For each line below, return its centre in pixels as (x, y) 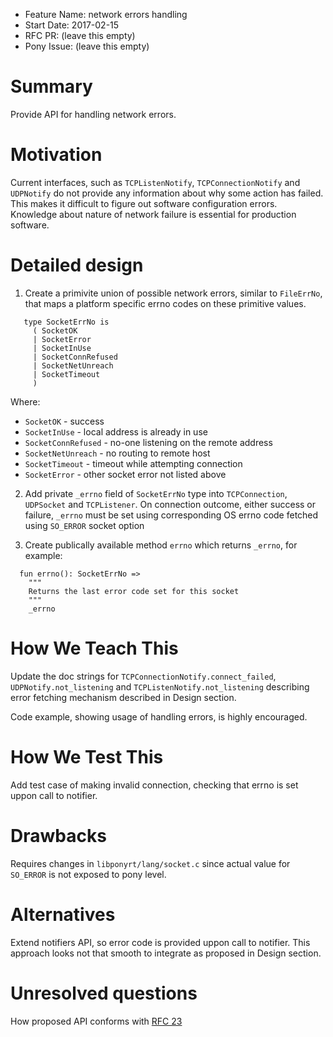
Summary (51, 86)
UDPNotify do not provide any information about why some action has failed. (167, 193)
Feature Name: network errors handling (106, 14)
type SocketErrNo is (66, 322)
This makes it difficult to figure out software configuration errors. (144, 203)
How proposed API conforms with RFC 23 (96, 1021)
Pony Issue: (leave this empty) (87, 46)
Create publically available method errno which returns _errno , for (161, 545)
